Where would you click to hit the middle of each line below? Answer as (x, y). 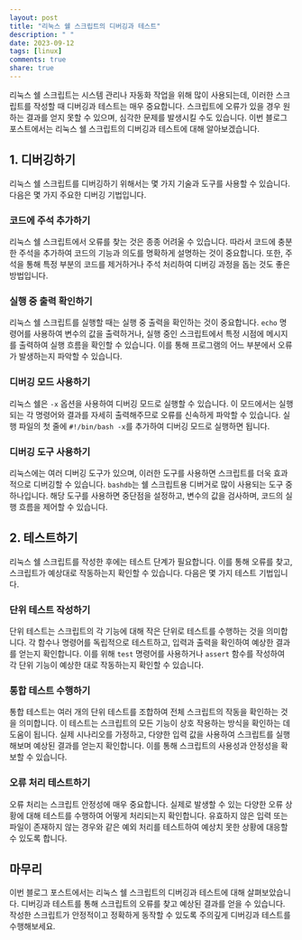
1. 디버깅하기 (42, 160)
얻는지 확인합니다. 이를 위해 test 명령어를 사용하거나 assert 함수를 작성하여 (152, 653)
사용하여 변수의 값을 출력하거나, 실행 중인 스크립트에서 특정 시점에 (148, 334)
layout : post (34, 18)
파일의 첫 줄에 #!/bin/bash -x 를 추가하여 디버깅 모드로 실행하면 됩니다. (144, 426)
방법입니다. (29, 275)
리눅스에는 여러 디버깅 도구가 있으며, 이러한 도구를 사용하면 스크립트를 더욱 (141, 473)
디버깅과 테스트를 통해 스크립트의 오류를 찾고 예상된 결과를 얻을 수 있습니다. (153, 904)
